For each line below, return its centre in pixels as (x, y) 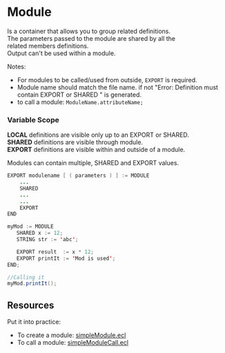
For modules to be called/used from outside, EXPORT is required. (107, 79)
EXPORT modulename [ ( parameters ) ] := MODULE (78, 176)
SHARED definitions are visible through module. (75, 142)
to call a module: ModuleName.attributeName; (80, 102)
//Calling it (26, 277)
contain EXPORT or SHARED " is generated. (79, 95)
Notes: (17, 66)
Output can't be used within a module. (61, 53)
